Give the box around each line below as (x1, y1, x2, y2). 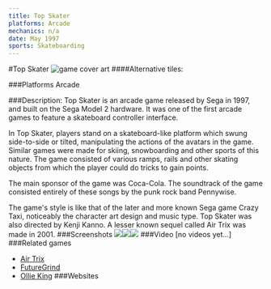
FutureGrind (19, 262, 61, 272)
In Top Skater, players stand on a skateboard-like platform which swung (8, 129, 248, 138)
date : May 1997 (8, 34, 60, 43)
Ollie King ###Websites (19, 271, 99, 281)
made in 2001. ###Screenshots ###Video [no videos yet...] (8, 230, 232, 240)
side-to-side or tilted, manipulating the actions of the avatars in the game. (8, 137, 254, 147)
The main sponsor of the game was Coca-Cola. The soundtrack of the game (8, 179, 263, 189)
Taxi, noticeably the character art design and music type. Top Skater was (8, 211, 252, 221)
